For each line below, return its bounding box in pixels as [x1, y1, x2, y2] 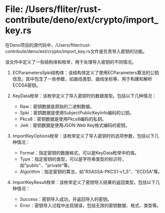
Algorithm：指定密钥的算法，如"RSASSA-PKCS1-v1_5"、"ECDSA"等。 [19, 168, 163, 174]
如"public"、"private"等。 [19, 162, 73, 168]
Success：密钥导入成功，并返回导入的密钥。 [19, 196, 112, 202]
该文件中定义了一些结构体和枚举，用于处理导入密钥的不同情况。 [5, 59, 136, 65]
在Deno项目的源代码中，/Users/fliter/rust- [5, 42, 91, 48]
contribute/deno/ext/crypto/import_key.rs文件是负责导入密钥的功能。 [5, 48, 147, 54]
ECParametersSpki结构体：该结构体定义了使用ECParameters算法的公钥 [12, 69, 159, 76]
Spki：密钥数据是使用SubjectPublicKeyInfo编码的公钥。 [19, 109, 134, 116]
